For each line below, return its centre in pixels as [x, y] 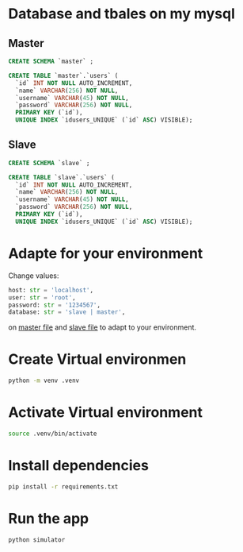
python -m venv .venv [44, 381]
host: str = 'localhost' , [51, 290]
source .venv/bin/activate [53, 434]
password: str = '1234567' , [55, 305]
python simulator [37, 540]
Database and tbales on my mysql [121, 14]
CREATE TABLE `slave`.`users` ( [61, 177]
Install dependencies [78, 466]
